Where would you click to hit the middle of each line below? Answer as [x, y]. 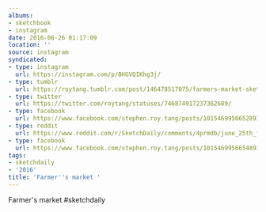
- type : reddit [33, 126]
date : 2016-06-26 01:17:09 [53, 38]
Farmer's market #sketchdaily [57, 199]
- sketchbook [30, 23]
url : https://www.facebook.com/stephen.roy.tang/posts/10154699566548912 [139, 148]
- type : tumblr [33, 81]
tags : [17, 155]
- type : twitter [35, 97]
